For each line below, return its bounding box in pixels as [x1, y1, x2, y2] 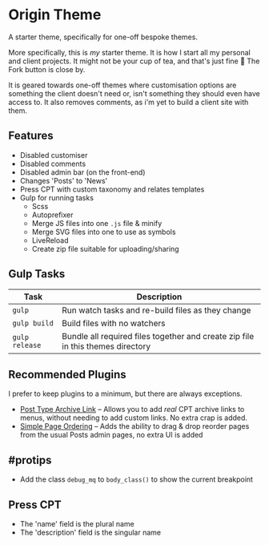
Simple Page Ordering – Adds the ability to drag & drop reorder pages [19, 422, 250, 431]
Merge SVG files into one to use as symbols [31, 227, 176, 236]
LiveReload [31, 235, 69, 245]
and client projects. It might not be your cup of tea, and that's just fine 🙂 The [8, 56, 260, 66]
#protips [8, 453, 52, 466]
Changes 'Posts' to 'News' [19, 176, 108, 185]
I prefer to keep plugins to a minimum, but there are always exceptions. [8, 389, 243, 398]
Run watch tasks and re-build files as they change [62, 305, 251, 316]
